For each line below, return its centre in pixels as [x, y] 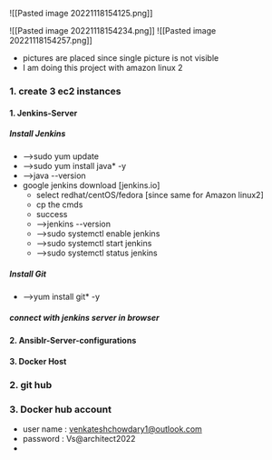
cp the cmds [59, 205]
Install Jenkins [38, 134]
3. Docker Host [38, 362]
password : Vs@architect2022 [79, 439]
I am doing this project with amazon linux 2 [102, 68]
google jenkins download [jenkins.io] [91, 185]
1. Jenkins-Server [44, 113]
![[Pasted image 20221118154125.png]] [81, 13]
